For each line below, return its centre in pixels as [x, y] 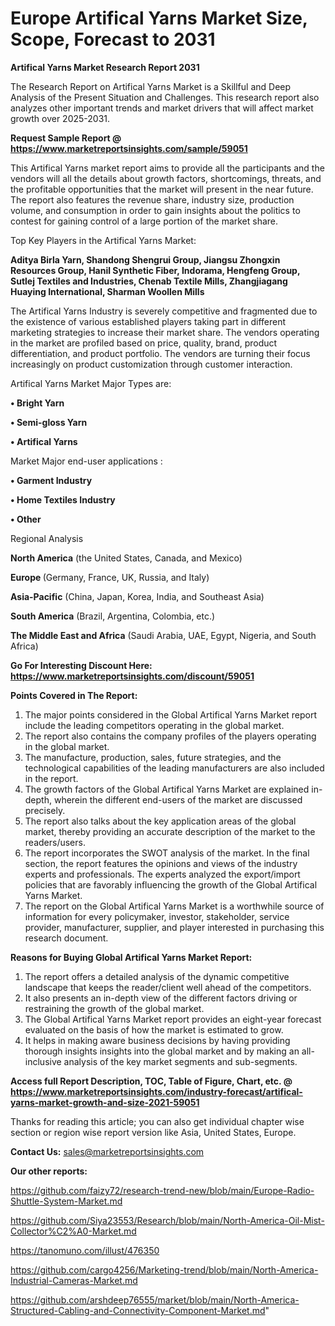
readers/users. [55, 842]
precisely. [45, 810]
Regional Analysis [47, 538]
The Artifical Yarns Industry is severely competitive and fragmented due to [164, 311]
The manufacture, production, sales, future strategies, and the [153, 757]
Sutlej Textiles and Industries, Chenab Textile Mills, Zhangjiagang [149, 281]
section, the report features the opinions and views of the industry [161, 863]
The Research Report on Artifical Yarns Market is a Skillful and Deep [151, 86]
